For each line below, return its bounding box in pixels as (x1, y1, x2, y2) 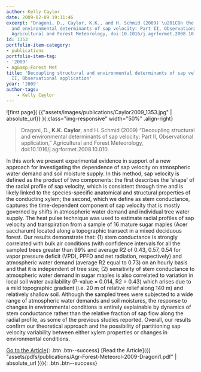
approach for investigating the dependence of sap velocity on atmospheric (6, 163, 191, 170)
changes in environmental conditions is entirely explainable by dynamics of (6, 303, 191, 310)
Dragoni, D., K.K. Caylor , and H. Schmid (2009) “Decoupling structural (20, 126, 195, 133)
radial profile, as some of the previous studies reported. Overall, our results (6, 316, 191, 323)
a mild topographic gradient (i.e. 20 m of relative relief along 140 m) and (6, 284, 184, 291)
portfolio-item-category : (6, 42, 71, 48)
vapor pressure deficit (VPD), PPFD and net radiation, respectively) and (6, 252, 182, 260)
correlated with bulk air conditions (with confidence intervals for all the (6, 240, 181, 247)
